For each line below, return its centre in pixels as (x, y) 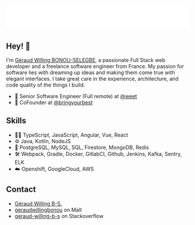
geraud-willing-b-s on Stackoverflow (59, 216)
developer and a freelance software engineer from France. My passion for (95, 66)
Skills (16, 121)
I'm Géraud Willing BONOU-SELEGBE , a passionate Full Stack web (86, 60)
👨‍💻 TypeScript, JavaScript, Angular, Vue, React (71, 135)
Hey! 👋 (18, 46)
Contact (21, 190)
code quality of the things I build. (46, 85)
